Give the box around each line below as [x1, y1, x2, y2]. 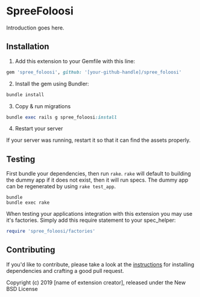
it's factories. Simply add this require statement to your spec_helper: [6, 216, 176, 224]
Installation [6, 41, 49, 52]
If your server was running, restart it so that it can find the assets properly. [6, 136, 191, 144]
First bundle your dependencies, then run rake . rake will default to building [6, 170, 192, 177]
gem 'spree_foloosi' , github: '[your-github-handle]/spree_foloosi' [6, 69, 182, 75]
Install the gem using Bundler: [14, 80, 89, 87]
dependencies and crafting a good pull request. [6, 267, 125, 274]
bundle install [6, 91, 45, 97]
